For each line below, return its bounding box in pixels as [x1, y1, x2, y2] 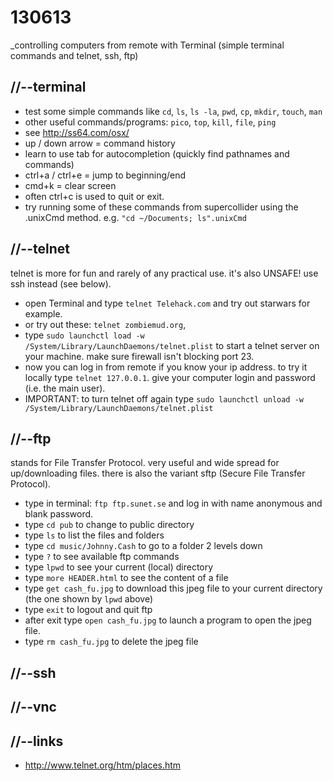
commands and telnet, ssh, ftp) [10, 49, 139, 61]
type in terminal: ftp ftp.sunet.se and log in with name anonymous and [24, 497, 323, 510]
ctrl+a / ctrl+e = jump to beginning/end [24, 169, 187, 181]
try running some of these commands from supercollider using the [24, 201, 299, 213]
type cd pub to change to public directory [24, 519, 195, 531]
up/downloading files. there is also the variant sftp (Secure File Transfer [10, 467, 306, 480]
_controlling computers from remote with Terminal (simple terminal [10, 39, 285, 51]
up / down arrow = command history [24, 137, 176, 149]
